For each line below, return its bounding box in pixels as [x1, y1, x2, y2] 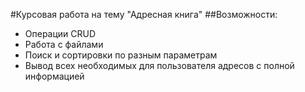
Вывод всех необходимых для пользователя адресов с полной [24, 60, 295, 71]
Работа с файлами [24, 39, 104, 50]
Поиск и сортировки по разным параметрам [24, 49, 218, 61]
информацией [24, 70, 85, 82]
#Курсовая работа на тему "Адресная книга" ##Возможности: [10, 9, 278, 20]
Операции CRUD [24, 28, 97, 39]
